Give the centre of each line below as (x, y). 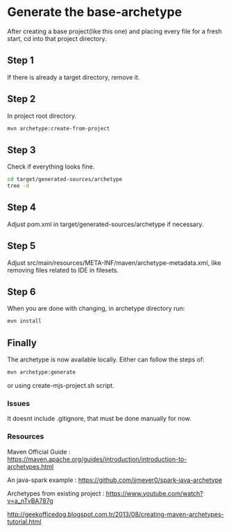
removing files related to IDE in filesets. (63, 270)
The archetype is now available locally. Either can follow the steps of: (106, 360)
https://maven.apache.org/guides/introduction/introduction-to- (97, 459)
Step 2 (22, 99)
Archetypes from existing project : (56, 493)
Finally (22, 343)
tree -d (18, 186)
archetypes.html (31, 466)
